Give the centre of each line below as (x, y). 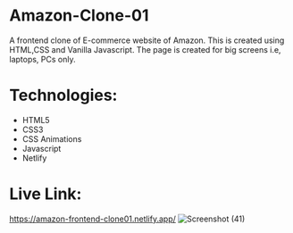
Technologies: (63, 96)
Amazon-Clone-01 (79, 16)
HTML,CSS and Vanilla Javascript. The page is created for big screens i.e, (145, 49)
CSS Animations (52, 138)
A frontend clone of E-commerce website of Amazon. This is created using (147, 40)
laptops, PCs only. (42, 59)
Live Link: (46, 194)
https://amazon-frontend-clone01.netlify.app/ (93, 219)
